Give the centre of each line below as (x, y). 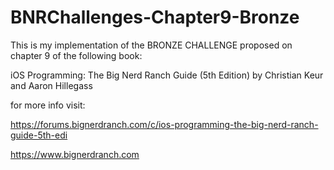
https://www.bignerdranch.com (75, 154)
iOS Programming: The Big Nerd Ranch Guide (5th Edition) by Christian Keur (167, 75)
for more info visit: (48, 105)
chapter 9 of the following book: (76, 55)
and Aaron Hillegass (51, 85)
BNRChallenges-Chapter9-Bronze (155, 17)
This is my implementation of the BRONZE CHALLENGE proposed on (151, 45)
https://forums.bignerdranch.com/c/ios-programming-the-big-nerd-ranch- (164, 124)
